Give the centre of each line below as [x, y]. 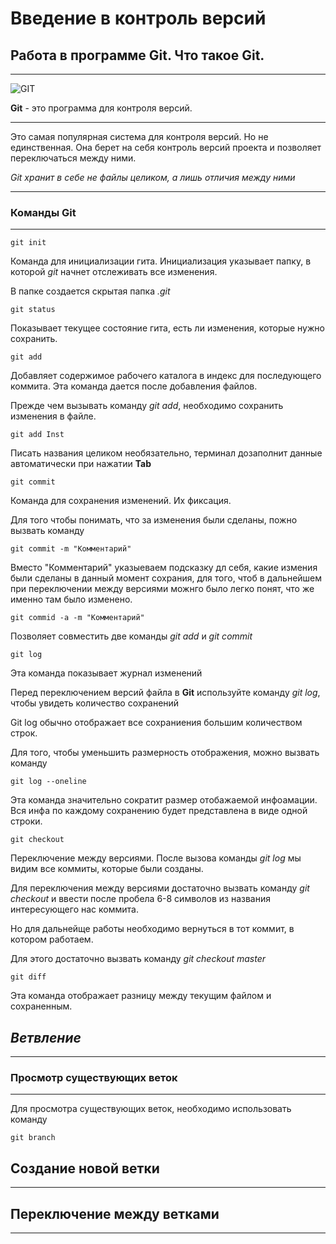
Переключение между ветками [115, 1213]
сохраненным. [41, 1006]
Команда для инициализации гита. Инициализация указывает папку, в [161, 261]
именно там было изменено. [71, 599]
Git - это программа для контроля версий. [101, 108]
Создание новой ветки [85, 1168]
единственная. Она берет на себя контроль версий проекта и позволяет [166, 147]
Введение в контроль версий [138, 18]
